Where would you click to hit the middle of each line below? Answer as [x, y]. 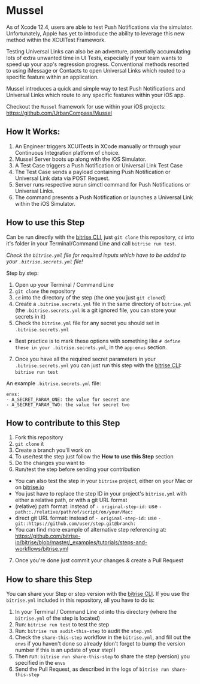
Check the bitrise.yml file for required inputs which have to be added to [96, 255]
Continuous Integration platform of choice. [67, 152]
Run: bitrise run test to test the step [62, 625]
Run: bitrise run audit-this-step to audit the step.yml [84, 631]
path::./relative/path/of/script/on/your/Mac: [74, 512]
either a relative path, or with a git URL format [71, 500]
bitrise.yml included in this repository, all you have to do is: [80, 600]
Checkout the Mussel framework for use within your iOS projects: [86, 106]
